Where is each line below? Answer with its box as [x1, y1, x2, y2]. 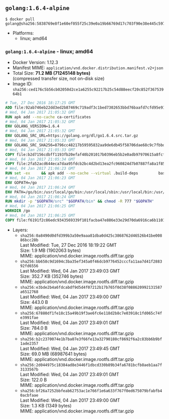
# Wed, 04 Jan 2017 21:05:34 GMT [5, 156, 75, 162]
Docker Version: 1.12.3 [12, 60, 58, 66]
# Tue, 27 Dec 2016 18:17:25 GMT [5, 100, 75, 106]
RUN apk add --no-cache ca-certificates [5, 114, 92, 120]
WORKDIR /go [5, 208, 30, 214]
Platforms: [12, 30, 34, 36]
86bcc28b [20, 237, 39, 242]
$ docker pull [5, 17, 35, 22]
